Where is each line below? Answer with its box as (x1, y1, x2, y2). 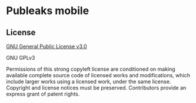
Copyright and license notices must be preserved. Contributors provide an (6, 84, 187, 91)
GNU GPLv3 (6, 54, 35, 61)
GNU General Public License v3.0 (6, 43, 87, 50)
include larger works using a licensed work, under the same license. (6, 78, 171, 85)
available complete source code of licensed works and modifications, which (6, 72, 190, 78)
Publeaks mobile (6, 4, 89, 18)
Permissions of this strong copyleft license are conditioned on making (6, 66, 175, 73)
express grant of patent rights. (6, 91, 80, 97)
